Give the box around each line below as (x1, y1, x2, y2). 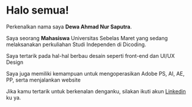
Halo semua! (6, 4, 69, 17)
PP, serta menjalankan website (6, 76, 81, 83)
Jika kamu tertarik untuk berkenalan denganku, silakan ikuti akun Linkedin (6, 87, 186, 95)
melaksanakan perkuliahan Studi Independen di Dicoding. (6, 41, 147, 48)
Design (6, 59, 24, 66)
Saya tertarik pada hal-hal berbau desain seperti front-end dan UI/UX (6, 52, 175, 59)
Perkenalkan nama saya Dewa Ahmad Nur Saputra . (6, 23, 132, 30)
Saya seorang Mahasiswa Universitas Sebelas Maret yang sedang (6, 34, 168, 41)
